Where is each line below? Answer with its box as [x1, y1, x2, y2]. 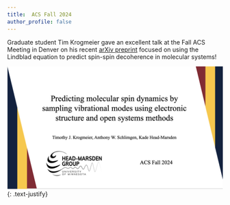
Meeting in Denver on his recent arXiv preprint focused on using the [7, 45, 199, 53]
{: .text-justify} [7, 189, 48, 198]
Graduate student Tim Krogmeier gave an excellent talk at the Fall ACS [7, 38, 205, 46]
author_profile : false [7, 18, 72, 25]
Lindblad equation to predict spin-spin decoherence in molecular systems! [7, 52, 217, 61]
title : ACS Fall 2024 [7, 11, 72, 18]
